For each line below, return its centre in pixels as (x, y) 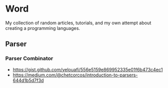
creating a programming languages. (43, 28)
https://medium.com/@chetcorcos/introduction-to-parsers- (75, 75)
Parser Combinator (29, 59)
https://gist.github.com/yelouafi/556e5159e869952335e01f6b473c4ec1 (88, 69)
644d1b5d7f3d (28, 80)
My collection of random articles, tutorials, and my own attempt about (78, 23)
